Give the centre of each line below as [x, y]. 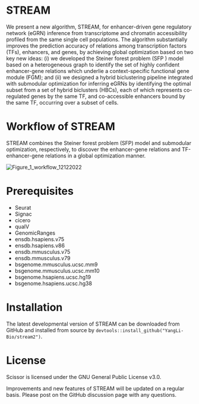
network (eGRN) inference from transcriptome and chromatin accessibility [97, 33]
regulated [18, 96]
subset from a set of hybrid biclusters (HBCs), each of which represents [94, 90]
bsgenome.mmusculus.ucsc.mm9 [56, 264]
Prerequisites [40, 191]
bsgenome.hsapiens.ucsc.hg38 [53, 283]
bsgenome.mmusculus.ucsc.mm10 [57, 270]
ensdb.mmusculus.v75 [42, 252]
